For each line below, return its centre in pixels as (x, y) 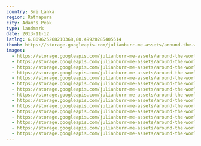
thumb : (14, 45)
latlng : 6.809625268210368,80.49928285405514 (64, 39)
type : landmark (25, 28)
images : (16, 51)
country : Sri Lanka (31, 12)
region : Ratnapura (29, 17)
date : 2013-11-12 (28, 34)
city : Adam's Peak (29, 23)
